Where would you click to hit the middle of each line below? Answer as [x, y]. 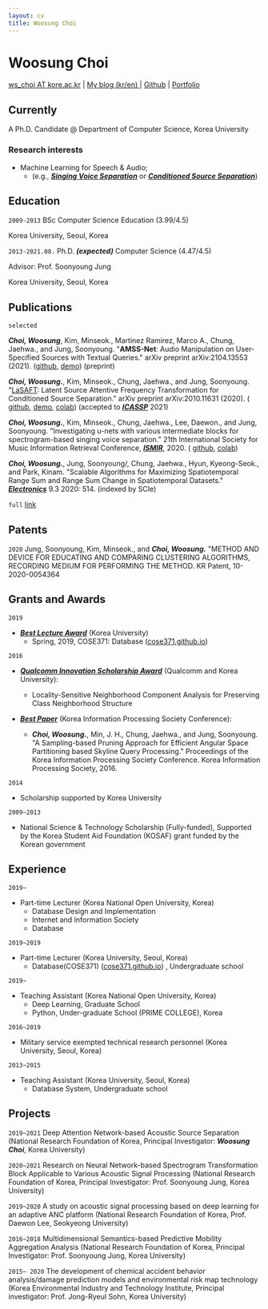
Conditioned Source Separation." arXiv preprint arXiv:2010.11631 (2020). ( [129, 399]
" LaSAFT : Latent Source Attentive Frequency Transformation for [114, 390]
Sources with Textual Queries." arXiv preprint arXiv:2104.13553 [144, 357]
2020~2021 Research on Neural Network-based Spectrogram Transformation [133, 1165]
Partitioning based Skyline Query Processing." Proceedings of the [140, 751]
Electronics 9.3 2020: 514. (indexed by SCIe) [82, 489]
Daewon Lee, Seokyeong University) [68, 1223]
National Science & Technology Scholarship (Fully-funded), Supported [136, 827]
